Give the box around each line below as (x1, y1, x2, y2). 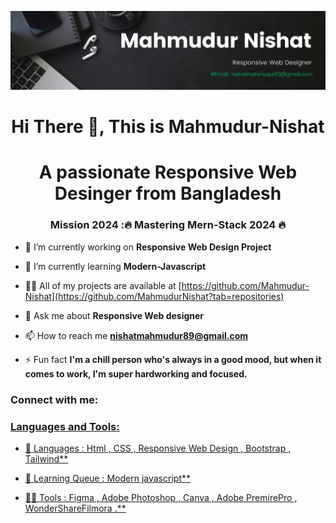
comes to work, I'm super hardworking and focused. (24, 367, 248, 380)
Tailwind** (24, 452, 69, 465)
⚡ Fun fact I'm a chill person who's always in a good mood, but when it (24, 353, 322, 365)
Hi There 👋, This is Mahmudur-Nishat (11, 116, 325, 138)
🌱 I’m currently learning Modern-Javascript (24, 260, 207, 272)
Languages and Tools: (10, 419, 120, 433)
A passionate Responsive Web (38, 161, 298, 184)
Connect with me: (10, 392, 99, 406)
